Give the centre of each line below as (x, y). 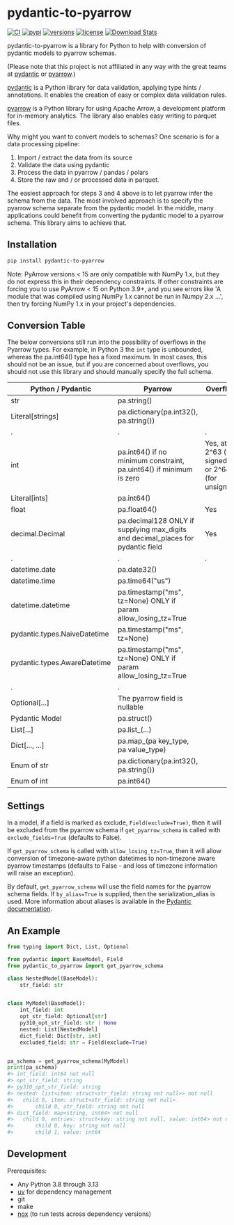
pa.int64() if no (142, 452)
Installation (32, 245)
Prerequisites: (27, 1171)
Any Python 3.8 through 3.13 (58, 1184)
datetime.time (33, 581)
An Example (34, 931)
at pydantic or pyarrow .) (41, 74)
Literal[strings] (35, 416)
